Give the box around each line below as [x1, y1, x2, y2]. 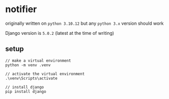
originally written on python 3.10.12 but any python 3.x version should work [5, 20, 164, 26]
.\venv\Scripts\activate [5, 76, 58, 81]
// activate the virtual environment [5, 71, 85, 76]
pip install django [5, 89, 47, 94]
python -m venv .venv [5, 62, 51, 68]
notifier [5, 4, 37, 15]
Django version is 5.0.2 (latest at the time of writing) [5, 30, 114, 36]
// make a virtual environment [5, 58, 71, 63]
